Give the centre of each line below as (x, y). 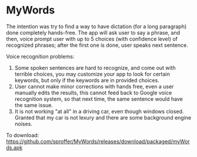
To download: (23, 135)
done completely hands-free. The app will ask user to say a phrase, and (93, 32)
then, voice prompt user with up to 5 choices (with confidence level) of (92, 39)
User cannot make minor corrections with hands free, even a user (94, 86)
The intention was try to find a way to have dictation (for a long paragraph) (96, 26)
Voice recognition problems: (40, 56)
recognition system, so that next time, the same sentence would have (99, 99)
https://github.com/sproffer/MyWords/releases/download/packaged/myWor (98, 141)
